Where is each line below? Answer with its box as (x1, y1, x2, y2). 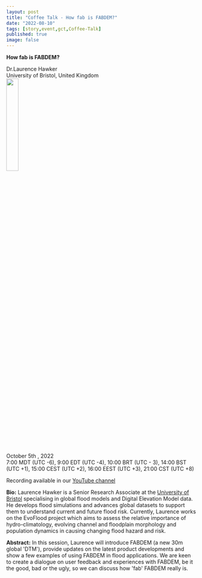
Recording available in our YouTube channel (6, 477, 116, 484)
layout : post (6, 8, 39, 15)
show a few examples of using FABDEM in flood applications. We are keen (6, 552, 191, 559)
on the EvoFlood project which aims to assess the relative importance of (6, 514, 186, 521)
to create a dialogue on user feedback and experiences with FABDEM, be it (6, 558, 194, 565)
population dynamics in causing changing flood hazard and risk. (6, 527, 166, 534)
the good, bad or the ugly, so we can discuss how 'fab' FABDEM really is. (6, 565, 189, 572)
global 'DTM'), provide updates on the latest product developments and (6, 545, 184, 553)
